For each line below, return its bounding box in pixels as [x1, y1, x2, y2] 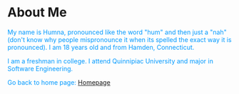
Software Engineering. [7, 64, 73, 73]
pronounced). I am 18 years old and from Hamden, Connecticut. [7, 43, 195, 51]
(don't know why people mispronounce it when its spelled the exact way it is [7, 35, 232, 43]
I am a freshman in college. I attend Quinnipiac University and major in [7, 56, 214, 65]
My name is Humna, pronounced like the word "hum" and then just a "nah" [7, 28, 227, 36]
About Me [7, 4, 67, 21]
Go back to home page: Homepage [7, 78, 111, 86]
